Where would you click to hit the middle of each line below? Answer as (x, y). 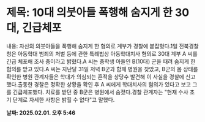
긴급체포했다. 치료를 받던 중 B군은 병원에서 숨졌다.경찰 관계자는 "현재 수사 (100, 92)
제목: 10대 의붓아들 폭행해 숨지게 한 (90, 13)
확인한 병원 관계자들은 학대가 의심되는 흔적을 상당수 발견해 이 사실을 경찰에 (95, 77)
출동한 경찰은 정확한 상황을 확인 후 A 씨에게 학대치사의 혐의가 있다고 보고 (104, 84)
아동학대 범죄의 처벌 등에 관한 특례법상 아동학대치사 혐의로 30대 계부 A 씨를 (107, 53)
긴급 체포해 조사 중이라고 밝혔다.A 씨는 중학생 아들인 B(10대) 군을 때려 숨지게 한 (101, 61)
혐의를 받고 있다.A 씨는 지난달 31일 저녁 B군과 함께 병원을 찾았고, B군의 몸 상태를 (102, 69)
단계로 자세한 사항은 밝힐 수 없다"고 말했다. (64, 99)
